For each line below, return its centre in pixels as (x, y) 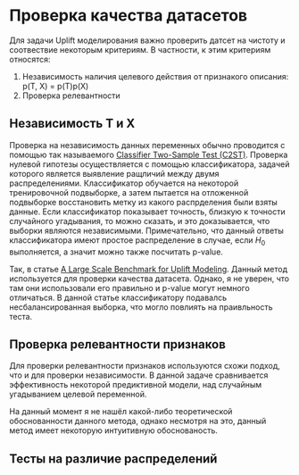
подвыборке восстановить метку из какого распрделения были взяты (144, 202)
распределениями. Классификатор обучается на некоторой (124, 183)
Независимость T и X (72, 124)
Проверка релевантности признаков (117, 344)
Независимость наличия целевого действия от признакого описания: (155, 76)
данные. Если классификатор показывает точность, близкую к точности (147, 212)
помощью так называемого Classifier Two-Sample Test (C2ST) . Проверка (149, 154)
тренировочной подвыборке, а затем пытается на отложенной (129, 192)
